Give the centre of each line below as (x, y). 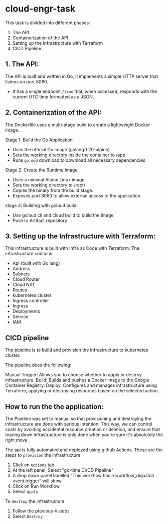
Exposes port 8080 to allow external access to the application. (77, 195)
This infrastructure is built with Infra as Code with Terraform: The (72, 248)
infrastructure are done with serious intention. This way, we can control (79, 424)
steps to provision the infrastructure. (43, 455)
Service (20, 317)
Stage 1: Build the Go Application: (40, 140)
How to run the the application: (54, 407)
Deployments (26, 311)
